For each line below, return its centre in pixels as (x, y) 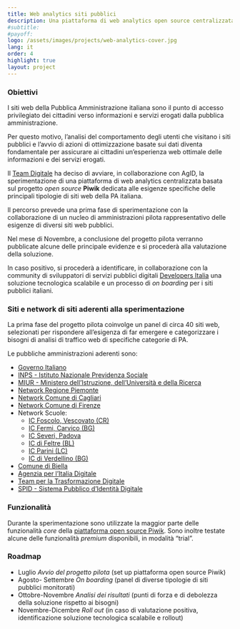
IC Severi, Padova (55, 436)
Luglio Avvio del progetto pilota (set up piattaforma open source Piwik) (122, 572)
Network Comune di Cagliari (59, 398)
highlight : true (31, 61)
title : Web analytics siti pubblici (62, 14)
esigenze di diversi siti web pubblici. (61, 225)
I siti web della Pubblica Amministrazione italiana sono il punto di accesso (115, 107)
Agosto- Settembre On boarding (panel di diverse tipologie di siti (113, 580)
